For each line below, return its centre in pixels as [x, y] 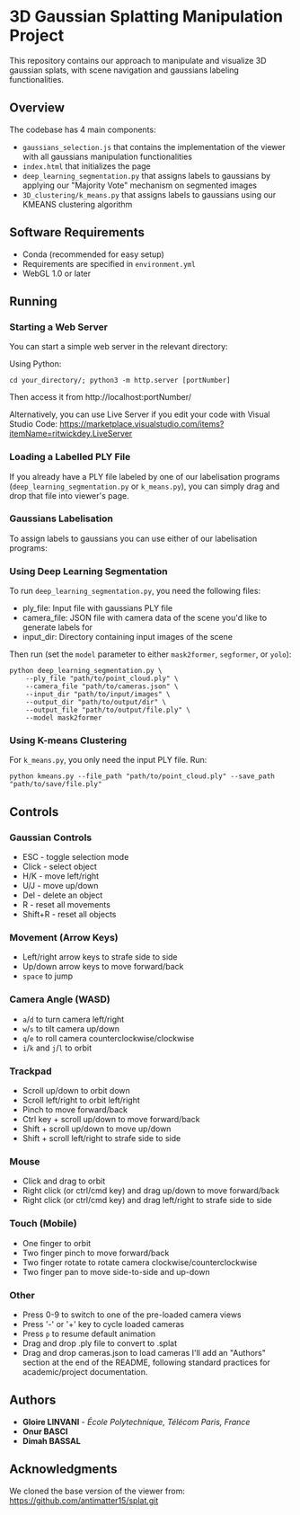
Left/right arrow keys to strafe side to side [100, 957]
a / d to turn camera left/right [73, 1019]
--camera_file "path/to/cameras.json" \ [102, 687]
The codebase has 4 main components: [83, 129]
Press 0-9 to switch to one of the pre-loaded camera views [132, 1315]
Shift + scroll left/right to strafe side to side [101, 1138]
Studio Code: [34, 424]
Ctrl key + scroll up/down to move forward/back [111, 1120]
